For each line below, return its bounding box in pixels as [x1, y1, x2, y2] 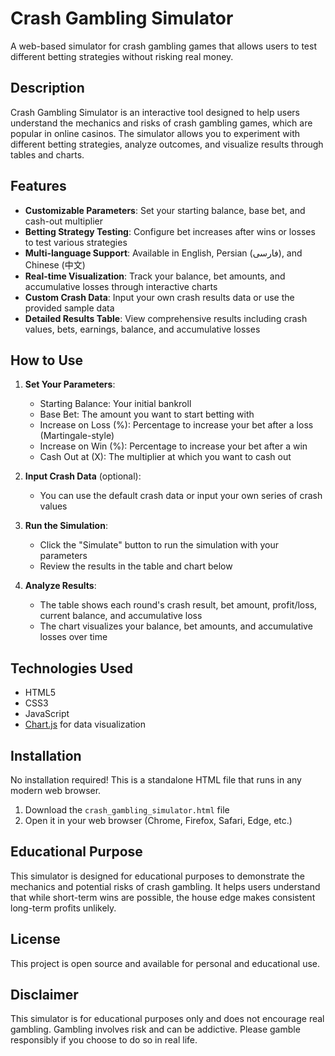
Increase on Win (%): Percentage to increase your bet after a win [39, 440, 308, 452]
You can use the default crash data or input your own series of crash [39, 490, 323, 502]
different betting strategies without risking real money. [10, 50, 234, 62]
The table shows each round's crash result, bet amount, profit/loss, [39, 599, 318, 611]
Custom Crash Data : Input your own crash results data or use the [24, 291, 295, 303]
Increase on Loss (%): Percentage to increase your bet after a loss [39, 419, 314, 431]
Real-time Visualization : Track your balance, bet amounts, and [24, 270, 286, 282]
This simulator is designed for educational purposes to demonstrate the [10, 870, 305, 882]
